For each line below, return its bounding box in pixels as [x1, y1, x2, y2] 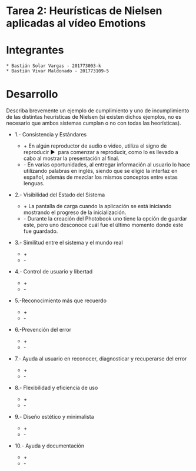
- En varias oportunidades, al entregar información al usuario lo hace [23, 161, 190, 168]
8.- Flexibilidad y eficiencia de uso [14, 384, 98, 392]
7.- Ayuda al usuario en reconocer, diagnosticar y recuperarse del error [14, 355, 187, 362]
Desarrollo [6, 88, 58, 101]
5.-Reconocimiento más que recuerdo [14, 297, 107, 304]
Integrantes [6, 44, 64, 57]
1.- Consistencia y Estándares [14, 131, 87, 138]
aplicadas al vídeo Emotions [6, 16, 146, 30]
